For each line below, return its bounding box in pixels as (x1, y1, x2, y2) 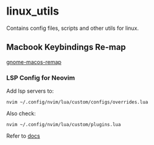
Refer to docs (6, 132, 41, 140)
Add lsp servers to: (6, 87, 54, 95)
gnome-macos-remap (6, 58, 62, 65)
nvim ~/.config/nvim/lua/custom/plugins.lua (6, 122, 121, 128)
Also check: (6, 110, 36, 117)
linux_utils (6, 4, 60, 18)
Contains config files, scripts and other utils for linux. (6, 24, 139, 32)
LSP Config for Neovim (6, 73, 75, 82)
